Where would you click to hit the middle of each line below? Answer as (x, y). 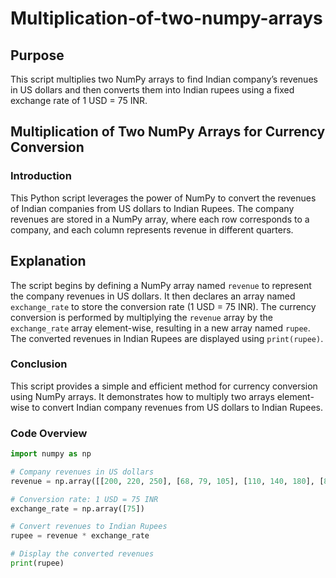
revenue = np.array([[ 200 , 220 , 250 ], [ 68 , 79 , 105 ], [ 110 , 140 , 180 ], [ (167, 481)
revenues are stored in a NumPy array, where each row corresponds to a (160, 219)
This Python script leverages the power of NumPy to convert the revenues (163, 198)
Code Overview (49, 433)
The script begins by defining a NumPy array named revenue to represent (161, 285)
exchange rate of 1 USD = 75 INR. (79, 100)
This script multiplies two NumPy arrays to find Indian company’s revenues (164, 79)
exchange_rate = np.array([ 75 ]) (77, 508)
